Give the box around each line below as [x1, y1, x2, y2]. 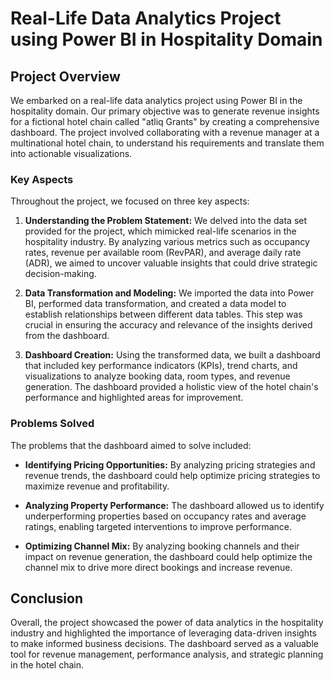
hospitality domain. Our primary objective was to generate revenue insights [10, 105, 320, 117]
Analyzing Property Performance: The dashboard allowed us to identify [24, 499, 325, 511]
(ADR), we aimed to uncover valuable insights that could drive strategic [24, 257, 318, 269]
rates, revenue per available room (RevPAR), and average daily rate [24, 247, 302, 259]
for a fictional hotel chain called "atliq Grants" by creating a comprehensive [10, 116, 320, 127]
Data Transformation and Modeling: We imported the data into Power [24, 287, 315, 299]
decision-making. [24, 268, 97, 280]
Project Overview [10, 68, 121, 85]
